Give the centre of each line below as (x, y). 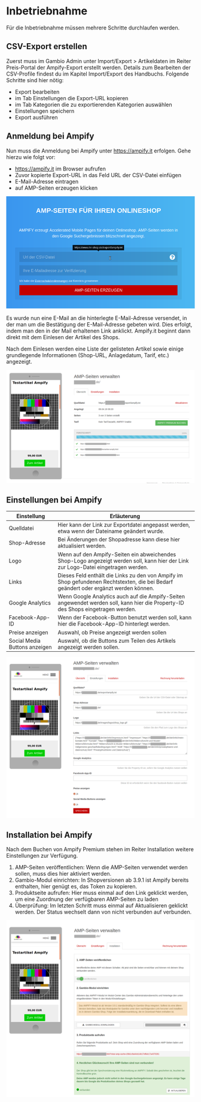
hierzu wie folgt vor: (31, 157)
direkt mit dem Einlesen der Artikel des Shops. (63, 337)
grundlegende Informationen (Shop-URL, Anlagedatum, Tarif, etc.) (88, 355)
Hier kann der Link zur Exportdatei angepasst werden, (124, 525)
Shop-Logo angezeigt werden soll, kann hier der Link (123, 561)
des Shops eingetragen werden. (97, 609)
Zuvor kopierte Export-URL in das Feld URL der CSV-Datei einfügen (98, 175)
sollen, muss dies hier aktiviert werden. (63, 874)
